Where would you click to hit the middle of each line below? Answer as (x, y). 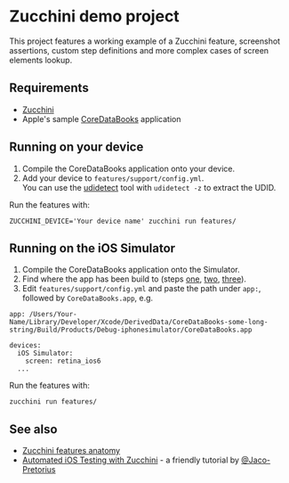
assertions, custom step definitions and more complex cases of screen (139, 50)
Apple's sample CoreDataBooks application (101, 119)
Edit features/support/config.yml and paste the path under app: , (141, 289)
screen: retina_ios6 (63, 361)
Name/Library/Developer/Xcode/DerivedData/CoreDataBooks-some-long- (139, 323)
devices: (25, 346)
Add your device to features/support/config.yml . (113, 178)
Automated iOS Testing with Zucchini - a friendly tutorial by (131, 460)
